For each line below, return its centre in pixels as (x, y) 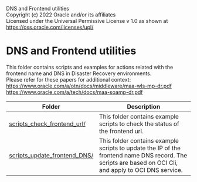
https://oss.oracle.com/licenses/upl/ (50, 27)
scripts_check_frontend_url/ (47, 124)
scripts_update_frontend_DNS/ (51, 155)
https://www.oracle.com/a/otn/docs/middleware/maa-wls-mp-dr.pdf (89, 86)
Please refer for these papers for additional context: (69, 79)
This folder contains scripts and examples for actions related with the (90, 67)
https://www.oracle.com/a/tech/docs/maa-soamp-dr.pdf (74, 92)
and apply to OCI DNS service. (141, 170)
